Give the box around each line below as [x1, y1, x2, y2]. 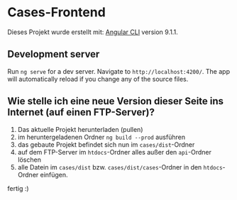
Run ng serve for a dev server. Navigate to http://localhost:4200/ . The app [7, 67, 231, 75]
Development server [7, 48, 100, 60]
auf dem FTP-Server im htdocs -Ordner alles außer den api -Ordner [17, 148, 211, 156]
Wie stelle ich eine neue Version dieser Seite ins [7, 95, 224, 107]
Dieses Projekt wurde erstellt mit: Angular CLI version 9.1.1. [7, 28, 179, 36]
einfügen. [40, 170, 69, 179]
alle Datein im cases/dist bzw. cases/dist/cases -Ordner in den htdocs [17, 162, 223, 171]
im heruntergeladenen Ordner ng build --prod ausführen [17, 133, 186, 141]
